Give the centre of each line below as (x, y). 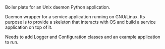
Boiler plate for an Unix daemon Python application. (58, 7)
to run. (12, 42)
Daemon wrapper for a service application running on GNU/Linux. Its (75, 17)
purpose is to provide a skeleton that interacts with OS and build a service (81, 22)
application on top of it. (29, 27)
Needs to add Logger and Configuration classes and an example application (83, 37)
